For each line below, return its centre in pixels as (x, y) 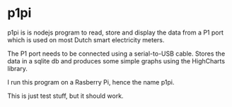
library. (18, 68)
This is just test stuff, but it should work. (65, 96)
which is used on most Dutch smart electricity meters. (86, 39)
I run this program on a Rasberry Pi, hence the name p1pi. (91, 82)
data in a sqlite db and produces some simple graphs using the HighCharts (116, 61)
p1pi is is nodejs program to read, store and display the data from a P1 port (116, 32)
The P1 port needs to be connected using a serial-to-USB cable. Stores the (116, 53)
